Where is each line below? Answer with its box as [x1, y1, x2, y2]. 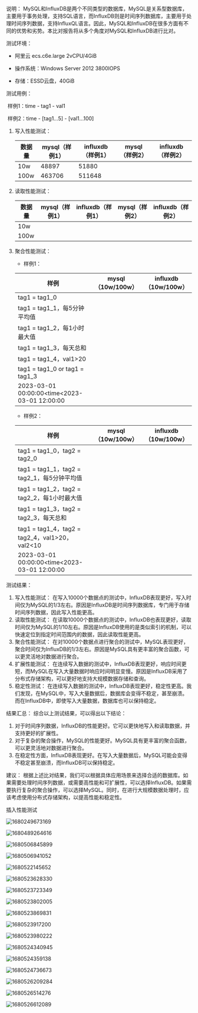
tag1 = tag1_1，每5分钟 [17, 304, 84, 312]
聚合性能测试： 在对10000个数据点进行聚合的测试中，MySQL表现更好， [14, 639, 189, 645]
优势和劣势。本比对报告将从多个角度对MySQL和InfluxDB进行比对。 [16, 27, 179, 34]
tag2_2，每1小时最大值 [17, 494, 82, 502]
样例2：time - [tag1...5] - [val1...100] [7, 115, 94, 122]
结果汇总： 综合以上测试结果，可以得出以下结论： [6, 710, 127, 716]
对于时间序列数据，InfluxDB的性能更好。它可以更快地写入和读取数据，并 [14, 722, 190, 729]
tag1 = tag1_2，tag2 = [17, 485, 81, 493]
